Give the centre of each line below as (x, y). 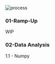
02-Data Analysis (28, 45)
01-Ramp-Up (22, 21)
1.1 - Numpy (17, 56)
